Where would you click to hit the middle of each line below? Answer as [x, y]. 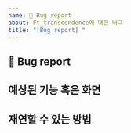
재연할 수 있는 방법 [50, 119]
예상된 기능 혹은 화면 [55, 90]
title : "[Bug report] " [47, 30]
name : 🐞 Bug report [40, 15]
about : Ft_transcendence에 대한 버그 [65, 23]
